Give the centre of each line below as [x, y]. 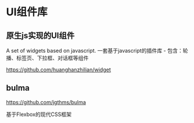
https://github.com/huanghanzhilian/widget [58, 70]
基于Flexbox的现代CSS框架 [39, 114]
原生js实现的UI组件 [40, 35]
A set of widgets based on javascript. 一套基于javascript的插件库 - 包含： [95, 51]
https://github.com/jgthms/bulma [46, 102]
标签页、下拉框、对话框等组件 [52, 58]
